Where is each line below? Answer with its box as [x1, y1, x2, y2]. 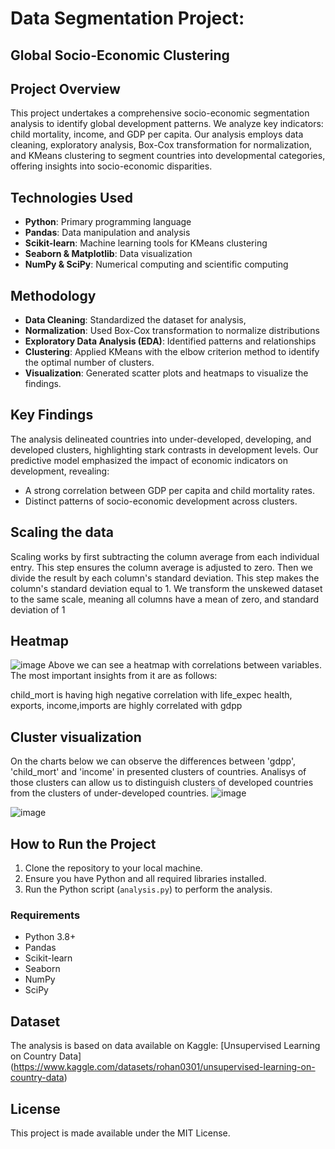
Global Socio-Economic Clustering [10, 47, 230, 64]
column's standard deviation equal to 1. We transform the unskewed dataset [10, 582, 323, 594]
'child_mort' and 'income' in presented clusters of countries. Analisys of [10, 766, 307, 778]
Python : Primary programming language [24, 216, 192, 228]
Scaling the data [10, 524, 114, 541]
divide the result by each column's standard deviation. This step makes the [10, 572, 320, 584]
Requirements [10, 908, 81, 922]
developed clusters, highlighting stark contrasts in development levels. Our [10, 443, 319, 456]
